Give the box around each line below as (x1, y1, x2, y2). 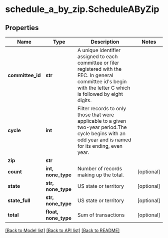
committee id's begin (77, 78, 127, 85)
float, (45, 208, 58, 215)
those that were (77, 111, 114, 118)
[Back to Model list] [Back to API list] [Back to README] (5, 227, 120, 233)
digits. (77, 97, 92, 104)
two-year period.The (77, 124, 127, 131)
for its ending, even (77, 143, 123, 149)
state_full (7, 197, 31, 204)
